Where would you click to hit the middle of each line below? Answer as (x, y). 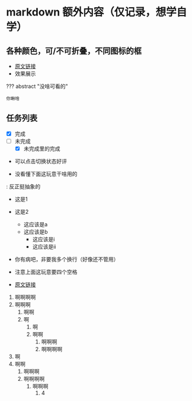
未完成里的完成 (42, 149)
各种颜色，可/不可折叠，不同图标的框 (74, 51)
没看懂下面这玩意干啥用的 (46, 174)
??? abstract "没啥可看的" (37, 86)
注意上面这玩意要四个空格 (46, 272)
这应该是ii (44, 247)
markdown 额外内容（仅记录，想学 (91, 12)
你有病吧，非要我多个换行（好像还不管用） (67, 259)
